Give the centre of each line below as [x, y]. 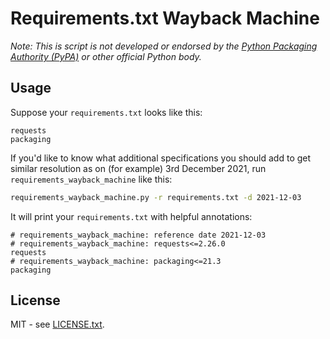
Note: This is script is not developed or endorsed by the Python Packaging [164, 46]
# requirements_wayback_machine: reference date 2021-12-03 [138, 235]
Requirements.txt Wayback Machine [165, 18]
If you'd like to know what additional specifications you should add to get [161, 158]
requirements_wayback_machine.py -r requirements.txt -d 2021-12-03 [156, 197]
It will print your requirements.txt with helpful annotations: [131, 216]
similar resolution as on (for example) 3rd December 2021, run [138, 168]
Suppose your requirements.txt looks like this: [106, 112]
